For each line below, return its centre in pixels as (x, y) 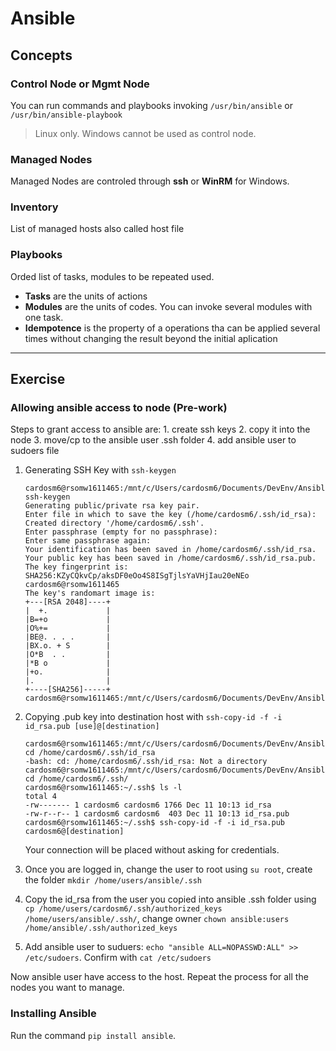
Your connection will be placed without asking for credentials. (152, 850)
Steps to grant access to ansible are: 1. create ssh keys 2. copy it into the (160, 429)
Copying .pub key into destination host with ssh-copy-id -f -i (153, 717)
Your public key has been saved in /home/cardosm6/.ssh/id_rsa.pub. (170, 558)
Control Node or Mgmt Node (80, 84)
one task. (44, 317)
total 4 (40, 797)
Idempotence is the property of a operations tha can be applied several (172, 328)
